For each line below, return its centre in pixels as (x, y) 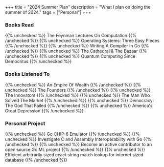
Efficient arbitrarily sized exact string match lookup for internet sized (74, 155)
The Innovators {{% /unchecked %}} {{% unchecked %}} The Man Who (78, 95)
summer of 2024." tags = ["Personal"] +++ (48, 12)
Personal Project (25, 123)
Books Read (20, 25)
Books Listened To (27, 74)
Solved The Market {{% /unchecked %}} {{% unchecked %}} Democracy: (80, 100)
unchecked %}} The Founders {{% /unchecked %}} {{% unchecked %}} (78, 90)
